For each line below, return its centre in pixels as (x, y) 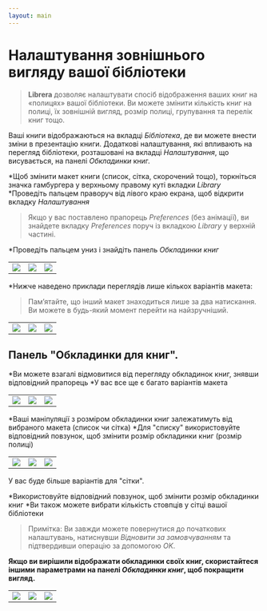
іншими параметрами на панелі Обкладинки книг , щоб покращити (126, 570)
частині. (42, 234)
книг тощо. (46, 120)
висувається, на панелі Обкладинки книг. (79, 161)
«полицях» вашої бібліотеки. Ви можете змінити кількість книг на (139, 103)
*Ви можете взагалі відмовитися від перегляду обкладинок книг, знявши (133, 374)
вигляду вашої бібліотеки (97, 72)
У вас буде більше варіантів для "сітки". (76, 481)
